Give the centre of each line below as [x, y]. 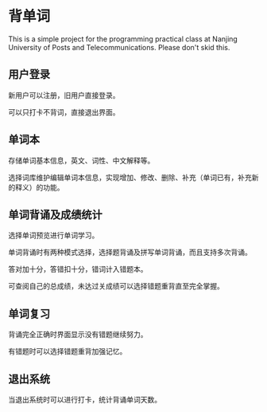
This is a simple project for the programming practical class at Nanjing [123, 39]
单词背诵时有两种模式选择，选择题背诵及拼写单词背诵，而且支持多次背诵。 [130, 253]
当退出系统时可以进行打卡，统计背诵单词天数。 [85, 400]
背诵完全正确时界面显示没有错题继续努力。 [78, 335]
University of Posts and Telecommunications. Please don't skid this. [119, 47]
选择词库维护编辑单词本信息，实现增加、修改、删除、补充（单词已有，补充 [130, 177]
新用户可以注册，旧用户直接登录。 [64, 95]
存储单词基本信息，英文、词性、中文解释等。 [81, 160]
